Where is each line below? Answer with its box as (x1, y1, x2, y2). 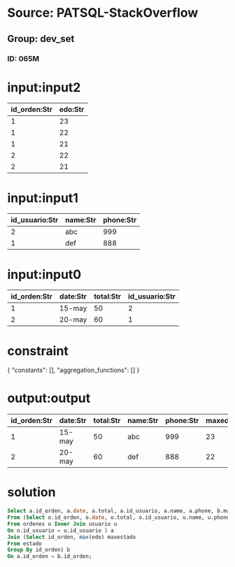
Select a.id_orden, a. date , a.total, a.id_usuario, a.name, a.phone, (7, 508, 215, 515)
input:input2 (7, 79, 81, 95)
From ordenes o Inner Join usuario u (7, 520, 117, 527)
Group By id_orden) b (7, 547, 71, 554)
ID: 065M (7, 54, 40, 64)
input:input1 (7, 190, 79, 206)
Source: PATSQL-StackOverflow (7, 5, 199, 21)
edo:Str (59, 105, 85, 115)
